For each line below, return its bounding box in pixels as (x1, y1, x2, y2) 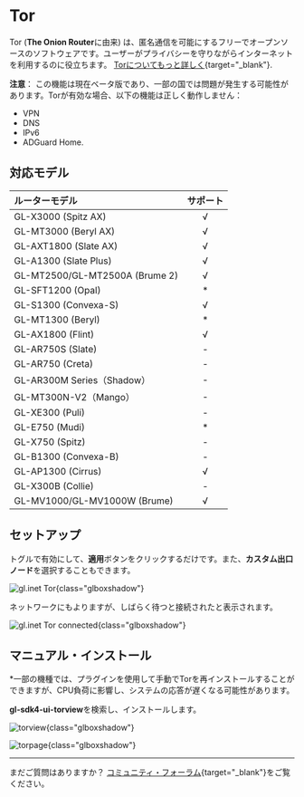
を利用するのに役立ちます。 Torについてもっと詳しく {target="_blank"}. (9, 59, 273, 70)
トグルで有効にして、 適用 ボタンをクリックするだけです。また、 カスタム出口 (9, 553, 294, 564)
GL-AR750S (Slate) (14, 342, 98, 355)
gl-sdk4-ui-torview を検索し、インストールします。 (9, 704, 202, 715)
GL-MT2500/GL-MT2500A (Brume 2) (14, 269, 179, 282)
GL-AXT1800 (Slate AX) (14, 239, 119, 252)
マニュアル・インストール (9, 648, 152, 663)
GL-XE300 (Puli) (14, 406, 86, 418)
